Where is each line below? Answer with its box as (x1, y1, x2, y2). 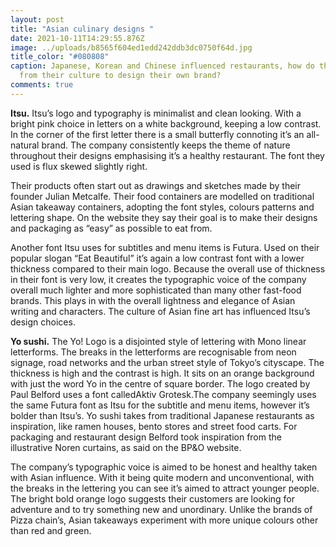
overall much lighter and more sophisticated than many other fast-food (10, 284, 302, 296)
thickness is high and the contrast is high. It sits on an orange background (10, 367, 315, 379)
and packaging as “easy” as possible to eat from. (10, 222, 213, 234)
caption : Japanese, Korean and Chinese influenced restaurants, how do (10, 61, 315, 71)
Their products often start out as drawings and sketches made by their (10, 179, 301, 191)
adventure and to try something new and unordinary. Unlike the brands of (10, 503, 313, 515)
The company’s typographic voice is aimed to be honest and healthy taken (10, 461, 318, 473)
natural (10, 139, 40, 151)
